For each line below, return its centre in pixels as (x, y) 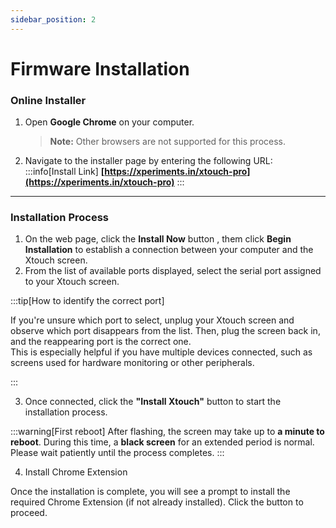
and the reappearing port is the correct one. (101, 342)
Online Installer (48, 100)
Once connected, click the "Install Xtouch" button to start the (153, 402)
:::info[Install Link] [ (64, 172)
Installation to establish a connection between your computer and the (169, 250)
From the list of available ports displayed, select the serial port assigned (173, 271)
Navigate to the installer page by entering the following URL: (148, 161)
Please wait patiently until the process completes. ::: (117, 453)
